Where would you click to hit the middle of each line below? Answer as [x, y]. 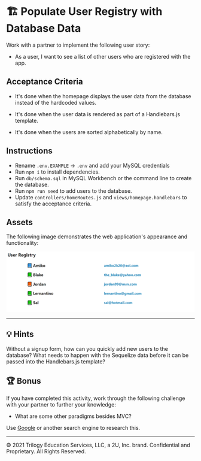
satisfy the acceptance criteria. [53, 204]
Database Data [44, 28]
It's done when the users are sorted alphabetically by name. [89, 132]
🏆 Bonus [24, 381]
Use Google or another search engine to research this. [73, 428]
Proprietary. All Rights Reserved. [46, 451]
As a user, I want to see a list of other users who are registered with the [103, 56]
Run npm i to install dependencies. [57, 172]
